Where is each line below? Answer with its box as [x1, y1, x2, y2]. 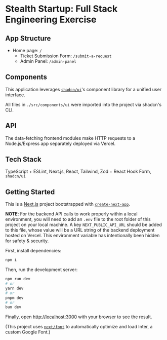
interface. [5, 92, 25, 98]
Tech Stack [5, 155, 41, 164]
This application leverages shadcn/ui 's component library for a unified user [5, 86, 162, 92]
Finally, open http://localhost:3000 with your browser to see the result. [5, 314, 152, 320]
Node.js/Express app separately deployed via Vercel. [5, 140, 116, 146]
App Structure [5, 34, 51, 43]
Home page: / [12, 48, 42, 53]
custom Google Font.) [5, 329, 51, 335]
